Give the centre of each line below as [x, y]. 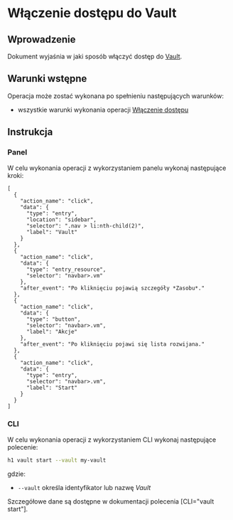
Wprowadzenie [42, 39]
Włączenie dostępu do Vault [92, 13]
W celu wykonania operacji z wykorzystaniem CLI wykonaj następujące [112, 440]
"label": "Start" [52, 388]
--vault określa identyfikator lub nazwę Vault [84, 487]
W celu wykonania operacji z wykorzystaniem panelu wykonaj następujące [117, 168]
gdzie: [17, 474]
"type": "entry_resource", [66, 269]
